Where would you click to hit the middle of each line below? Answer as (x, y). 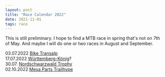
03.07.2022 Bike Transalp (31, 53)
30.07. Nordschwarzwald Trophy (39, 64)
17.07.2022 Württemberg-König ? (38, 59)
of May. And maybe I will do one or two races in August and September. (79, 44)
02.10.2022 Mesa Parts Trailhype (39, 69)
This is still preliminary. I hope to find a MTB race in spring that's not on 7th (83, 38)
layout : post (19, 10)
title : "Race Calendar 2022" (36, 15)
